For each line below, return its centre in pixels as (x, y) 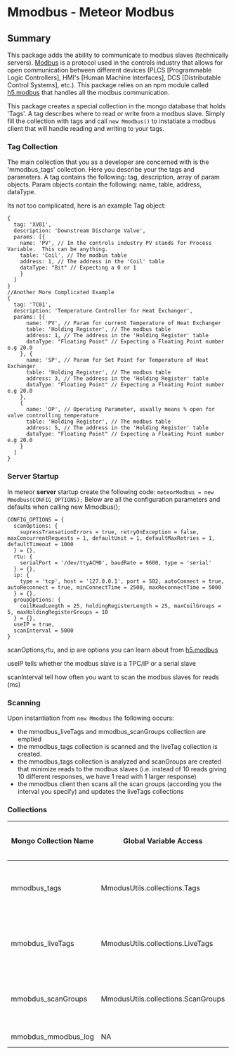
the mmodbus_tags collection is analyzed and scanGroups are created (119, 762)
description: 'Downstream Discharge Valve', (80, 231)
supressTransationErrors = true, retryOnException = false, (110, 532)
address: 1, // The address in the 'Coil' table (92, 262)
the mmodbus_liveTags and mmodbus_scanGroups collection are (112, 731)
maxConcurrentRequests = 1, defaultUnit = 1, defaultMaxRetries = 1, (111, 538)
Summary (29, 38)
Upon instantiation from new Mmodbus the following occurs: (91, 718)
